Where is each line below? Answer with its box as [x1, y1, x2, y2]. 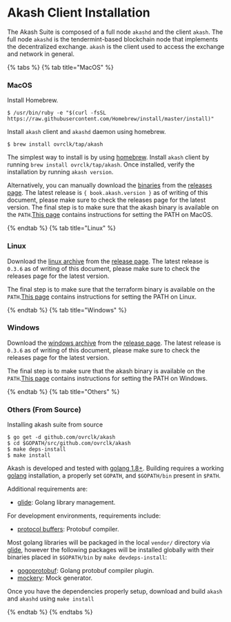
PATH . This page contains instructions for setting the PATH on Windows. [7, 374, 208, 382]
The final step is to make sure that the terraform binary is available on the [7, 285, 215, 293]
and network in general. [7, 50, 74, 58]
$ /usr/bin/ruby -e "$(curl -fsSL [7, 109, 107, 117]
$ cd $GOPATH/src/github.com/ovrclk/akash [7, 440, 131, 447]
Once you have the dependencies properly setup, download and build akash [7, 587, 223, 596]
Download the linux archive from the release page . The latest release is [7, 257, 209, 265]
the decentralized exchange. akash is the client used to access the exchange [7, 42, 225, 50]
